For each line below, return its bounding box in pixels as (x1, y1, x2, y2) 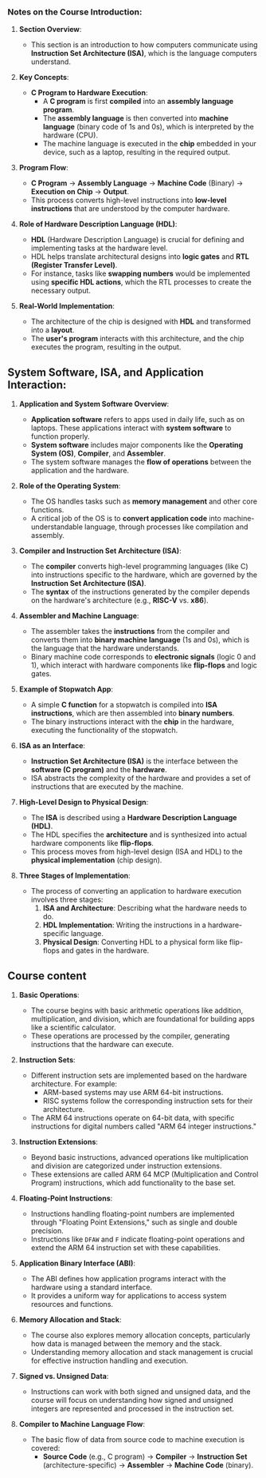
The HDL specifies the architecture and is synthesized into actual (30, 830, 248, 839)
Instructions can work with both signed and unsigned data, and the (30, 1386, 251, 1396)
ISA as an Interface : (18, 741, 85, 751)
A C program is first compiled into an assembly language (42, 97, 234, 106)
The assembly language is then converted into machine (42, 114, 229, 123)
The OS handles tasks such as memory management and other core (30, 496, 258, 506)
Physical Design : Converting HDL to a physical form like (42, 938, 228, 947)
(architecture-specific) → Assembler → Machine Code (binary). (42, 1460, 254, 1469)
